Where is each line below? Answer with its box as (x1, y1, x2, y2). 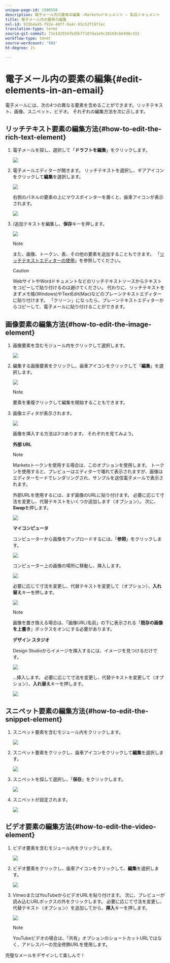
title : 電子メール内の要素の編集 (5, 17, 67, 22)
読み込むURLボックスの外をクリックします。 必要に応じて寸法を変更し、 (12, 898, 165, 904)
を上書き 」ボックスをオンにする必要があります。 (12, 626, 115, 632)
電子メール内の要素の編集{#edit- (5, 73, 143, 85)
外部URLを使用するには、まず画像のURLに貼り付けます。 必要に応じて (12, 492, 160, 498)
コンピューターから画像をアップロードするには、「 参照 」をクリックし (12, 536, 157, 542)
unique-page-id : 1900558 (5, 7, 58, 13)
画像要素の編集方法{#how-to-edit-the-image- (5, 320, 152, 328)
